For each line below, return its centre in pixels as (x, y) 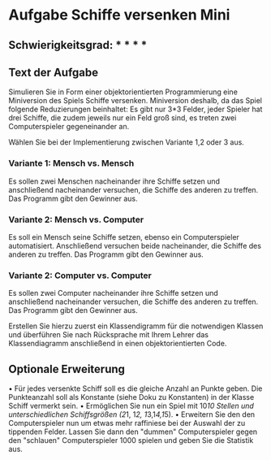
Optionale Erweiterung (67, 369)
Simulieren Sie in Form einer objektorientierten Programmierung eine (123, 92)
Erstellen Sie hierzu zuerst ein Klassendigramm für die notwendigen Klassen (136, 326)
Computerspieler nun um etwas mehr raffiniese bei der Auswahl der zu (127, 423)
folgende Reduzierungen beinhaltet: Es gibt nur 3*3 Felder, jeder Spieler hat (135, 109)
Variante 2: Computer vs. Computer (80, 276)
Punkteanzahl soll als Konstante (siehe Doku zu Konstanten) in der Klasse (131, 397)
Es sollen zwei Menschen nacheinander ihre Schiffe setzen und (114, 181)
